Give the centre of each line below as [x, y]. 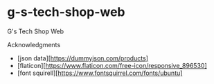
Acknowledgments [34, 44]
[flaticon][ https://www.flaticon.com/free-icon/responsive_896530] [112, 65]
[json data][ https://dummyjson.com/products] [83, 58]
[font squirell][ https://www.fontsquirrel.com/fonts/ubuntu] [100, 73]
